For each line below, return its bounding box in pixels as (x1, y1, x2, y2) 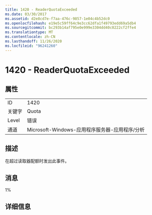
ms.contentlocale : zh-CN (5, 35, 56, 39)
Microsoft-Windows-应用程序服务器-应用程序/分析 (27, 126, 145, 133)
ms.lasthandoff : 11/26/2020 (5, 39, 62, 44)
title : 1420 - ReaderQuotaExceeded (5, 7, 77, 12)
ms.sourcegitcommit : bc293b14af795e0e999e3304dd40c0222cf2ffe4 (5, 25, 136, 30)
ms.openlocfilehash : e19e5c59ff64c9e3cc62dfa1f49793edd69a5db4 (5, 20, 136, 26)
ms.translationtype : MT (5, 30, 54, 35)
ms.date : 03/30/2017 (5, 12, 47, 17)
